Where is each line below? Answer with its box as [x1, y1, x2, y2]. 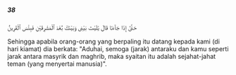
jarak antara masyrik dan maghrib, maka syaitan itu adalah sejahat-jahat [7, 52, 216, 60]
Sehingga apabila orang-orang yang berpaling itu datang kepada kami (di [7, 37, 221, 46]
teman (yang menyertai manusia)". [7, 60, 107, 68]
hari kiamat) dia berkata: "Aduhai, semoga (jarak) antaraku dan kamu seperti [7, 44, 229, 53]
